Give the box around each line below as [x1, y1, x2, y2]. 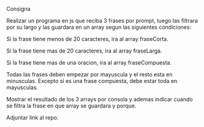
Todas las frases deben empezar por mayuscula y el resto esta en [6, 71, 173, 78]
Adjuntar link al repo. [6, 114, 59, 121]
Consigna [6, 5, 31, 12]
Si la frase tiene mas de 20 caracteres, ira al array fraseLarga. [6, 47, 162, 54]
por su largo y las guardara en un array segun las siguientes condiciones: [6, 24, 192, 31]
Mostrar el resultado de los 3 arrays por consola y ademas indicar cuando [6, 96, 193, 103]
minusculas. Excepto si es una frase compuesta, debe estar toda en [6, 78, 178, 84]
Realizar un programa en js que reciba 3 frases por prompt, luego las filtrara [6, 17, 198, 24]
